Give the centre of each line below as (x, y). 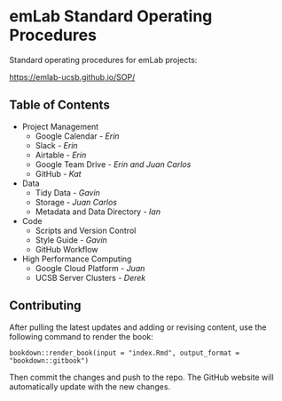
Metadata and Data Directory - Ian (98, 212)
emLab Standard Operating (111, 16)
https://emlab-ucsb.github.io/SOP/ (72, 76)
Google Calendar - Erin (77, 136)
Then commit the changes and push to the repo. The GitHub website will (141, 377)
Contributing (45, 305)
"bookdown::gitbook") (49, 361)
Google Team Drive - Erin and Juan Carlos (113, 164)
